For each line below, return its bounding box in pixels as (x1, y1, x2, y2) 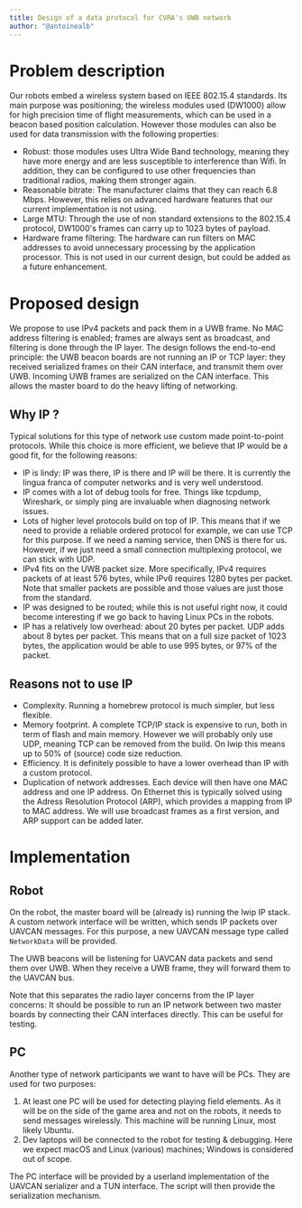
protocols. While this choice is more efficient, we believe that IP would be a (9, 440, 288, 452)
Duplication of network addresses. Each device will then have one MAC (22, 777, 288, 787)
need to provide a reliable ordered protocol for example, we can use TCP (22, 525, 293, 536)
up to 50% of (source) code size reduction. (22, 748, 183, 759)
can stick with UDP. (22, 554, 96, 565)
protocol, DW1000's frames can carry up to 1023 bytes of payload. (22, 223, 270, 234)
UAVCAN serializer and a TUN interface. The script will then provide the (9, 1180, 276, 1191)
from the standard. (22, 593, 92, 604)
